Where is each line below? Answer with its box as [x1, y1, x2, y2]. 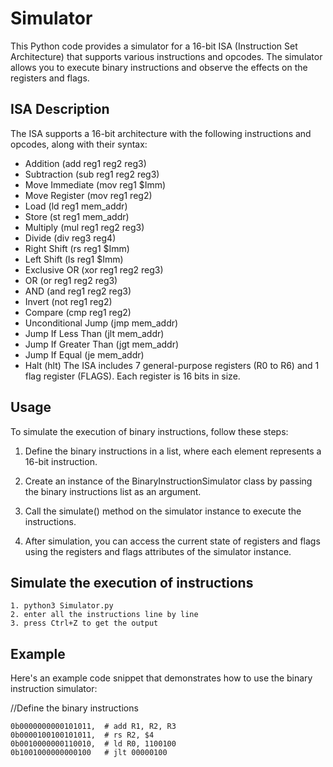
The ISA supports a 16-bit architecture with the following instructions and [10, 127, 312, 139]
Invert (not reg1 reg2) [24, 295, 113, 307]
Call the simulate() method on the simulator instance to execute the [24, 505, 302, 517]
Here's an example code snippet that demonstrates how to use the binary [10, 672, 313, 684]
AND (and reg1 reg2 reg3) [24, 285, 132, 297]
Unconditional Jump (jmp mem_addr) [24, 317, 179, 329]
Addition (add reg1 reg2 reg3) [24, 157, 147, 169]
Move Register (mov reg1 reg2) [24, 189, 153, 201]
